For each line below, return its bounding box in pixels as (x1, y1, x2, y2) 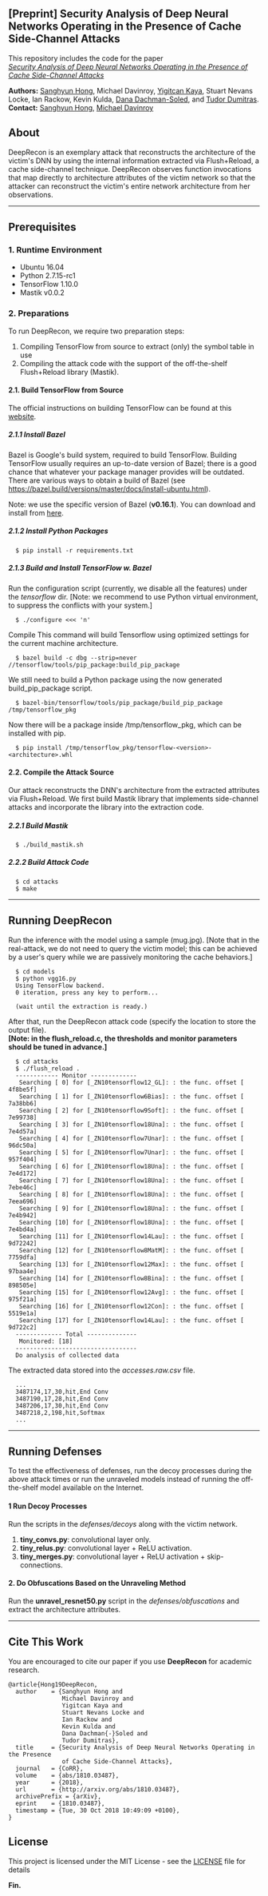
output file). (8, 1025, 46, 1034)
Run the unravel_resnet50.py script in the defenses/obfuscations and (8, 1595, 239, 1606)
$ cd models (15, 967, 56, 975)
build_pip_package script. (8, 683, 93, 693)
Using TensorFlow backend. (15, 982, 105, 990)
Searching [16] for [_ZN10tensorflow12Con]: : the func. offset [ (18, 1302, 245, 1310)
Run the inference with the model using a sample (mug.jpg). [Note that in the (8, 935, 260, 945)
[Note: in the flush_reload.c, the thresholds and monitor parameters (8, 1034, 238, 1043)
